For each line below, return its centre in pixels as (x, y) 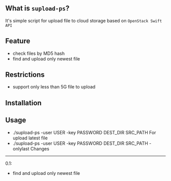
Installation (23, 103)
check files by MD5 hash (39, 53)
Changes (40, 148)
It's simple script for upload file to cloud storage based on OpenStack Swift (84, 20)
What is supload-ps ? (37, 8)
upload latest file (30, 138)
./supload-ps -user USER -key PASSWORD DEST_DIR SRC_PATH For (84, 132)
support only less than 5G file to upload (54, 87)
